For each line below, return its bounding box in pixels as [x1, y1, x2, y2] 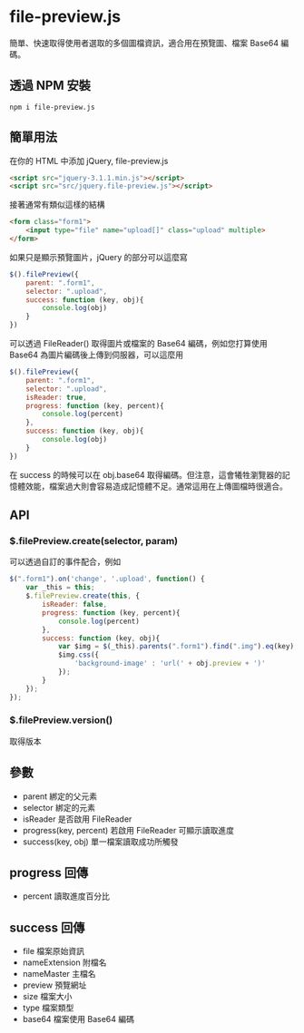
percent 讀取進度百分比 [22, 891, 111, 901]
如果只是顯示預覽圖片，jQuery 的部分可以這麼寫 [9, 251, 188, 262]
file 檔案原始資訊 [22, 946, 84, 957]
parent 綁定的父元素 [22, 791, 98, 802]
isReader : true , [25, 393, 88, 402]
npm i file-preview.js [9, 102, 95, 112]
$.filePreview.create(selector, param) [9, 535, 179, 547]
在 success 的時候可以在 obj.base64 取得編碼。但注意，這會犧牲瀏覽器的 [9, 469, 283, 480]
